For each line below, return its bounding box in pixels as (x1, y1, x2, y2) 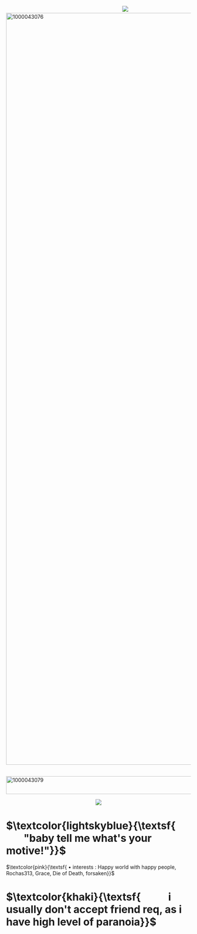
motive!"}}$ (6, 844, 66, 858)
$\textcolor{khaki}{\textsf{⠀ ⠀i (6, 891, 171, 904)
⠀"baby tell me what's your (16, 832, 152, 845)
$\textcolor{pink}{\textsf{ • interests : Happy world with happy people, (6, 864, 176, 871)
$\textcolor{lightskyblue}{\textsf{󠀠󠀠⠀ (6, 819, 184, 832)
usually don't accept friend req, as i (6, 903, 182, 916)
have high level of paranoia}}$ (6, 915, 157, 929)
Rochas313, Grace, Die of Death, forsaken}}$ (6, 869, 115, 876)
